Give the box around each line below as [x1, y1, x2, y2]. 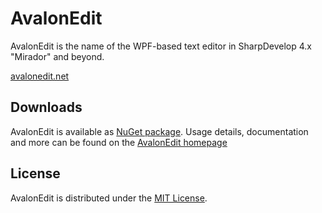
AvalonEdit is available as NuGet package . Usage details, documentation [10, 125, 309, 137]
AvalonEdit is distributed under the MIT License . [10, 192, 208, 204]
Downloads [10, 99, 83, 116]
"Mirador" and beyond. [10, 50, 105, 62]
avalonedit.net [10, 70, 70, 82]
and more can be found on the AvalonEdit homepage [10, 136, 228, 148]
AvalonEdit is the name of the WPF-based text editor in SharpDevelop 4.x [10, 40, 313, 52]
